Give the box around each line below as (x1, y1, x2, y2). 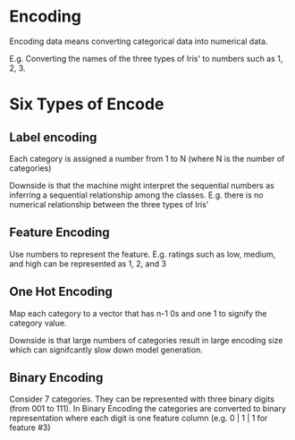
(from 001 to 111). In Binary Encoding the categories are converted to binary (9, 403, 286, 414)
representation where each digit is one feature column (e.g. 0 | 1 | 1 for (9, 413, 268, 424)
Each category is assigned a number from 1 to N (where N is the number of (9, 153, 285, 164)
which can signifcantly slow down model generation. (9, 344, 203, 355)
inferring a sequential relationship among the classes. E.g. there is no (9, 190, 264, 200)
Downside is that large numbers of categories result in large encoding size (9, 334, 283, 345)
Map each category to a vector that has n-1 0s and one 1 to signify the (9, 308, 267, 318)
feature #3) (9, 422, 51, 433)
